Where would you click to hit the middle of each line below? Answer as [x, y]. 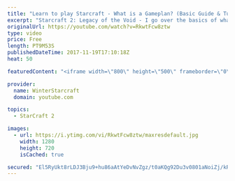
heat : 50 [20, 59]
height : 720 [37, 148]
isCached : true [42, 155]
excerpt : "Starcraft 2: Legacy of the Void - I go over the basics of [112, 20]
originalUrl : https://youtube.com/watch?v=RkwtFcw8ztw [89, 26]
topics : [19, 110]
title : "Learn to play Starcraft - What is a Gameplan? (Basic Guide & [114, 14]
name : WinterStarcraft [47, 90]
